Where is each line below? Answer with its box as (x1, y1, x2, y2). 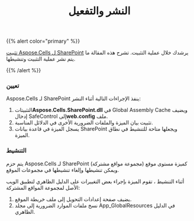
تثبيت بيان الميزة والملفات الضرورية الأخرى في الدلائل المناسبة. (14, 119, 153, 126)
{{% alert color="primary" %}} (6, 37, 80, 45)
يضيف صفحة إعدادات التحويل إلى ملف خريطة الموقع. (14, 196, 132, 203)
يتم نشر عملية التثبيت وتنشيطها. (6, 55, 76, 63)
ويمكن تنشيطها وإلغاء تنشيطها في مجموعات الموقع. (6, 166, 119, 173)
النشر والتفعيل (68, 4, 131, 18)
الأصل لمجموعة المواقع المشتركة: (6, 184, 80, 191)
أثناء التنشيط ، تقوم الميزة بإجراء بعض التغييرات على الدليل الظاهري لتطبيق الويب (6, 178, 185, 185)
